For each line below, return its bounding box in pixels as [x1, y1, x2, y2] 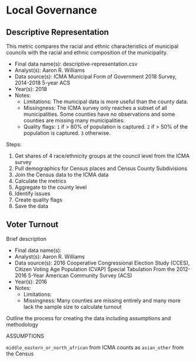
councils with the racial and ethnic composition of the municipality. [6, 49, 168, 56]
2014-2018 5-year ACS [14, 79, 71, 86]
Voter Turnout [6, 220, 59, 230]
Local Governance [6, 4, 97, 17]
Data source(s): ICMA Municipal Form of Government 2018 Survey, [14, 73, 177, 80]
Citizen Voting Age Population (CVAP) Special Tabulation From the [14, 265, 175, 272]
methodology [6, 321, 38, 328]
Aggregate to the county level [14, 184, 87, 191]
